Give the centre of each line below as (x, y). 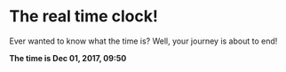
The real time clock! (83, 16)
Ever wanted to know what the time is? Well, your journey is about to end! (143, 41)
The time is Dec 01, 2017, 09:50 (68, 58)
